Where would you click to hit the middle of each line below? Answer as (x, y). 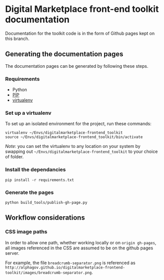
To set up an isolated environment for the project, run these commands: (78, 124)
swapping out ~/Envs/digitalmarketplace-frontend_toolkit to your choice (82, 151)
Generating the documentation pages (64, 54)
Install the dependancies (35, 170)
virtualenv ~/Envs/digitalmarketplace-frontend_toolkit (64, 133)
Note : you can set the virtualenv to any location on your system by (73, 146)
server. (12, 253)
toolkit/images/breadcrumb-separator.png (49, 273)
